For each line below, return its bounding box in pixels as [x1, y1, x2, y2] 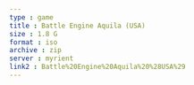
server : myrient [9, 54, 74, 63]
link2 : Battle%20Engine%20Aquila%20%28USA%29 [9, 63, 186, 72]
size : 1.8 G [9, 29, 58, 38]
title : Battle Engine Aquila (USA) [9, 21, 146, 30]
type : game [9, 12, 54, 22]
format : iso [9, 37, 58, 47]
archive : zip [9, 46, 63, 55]
